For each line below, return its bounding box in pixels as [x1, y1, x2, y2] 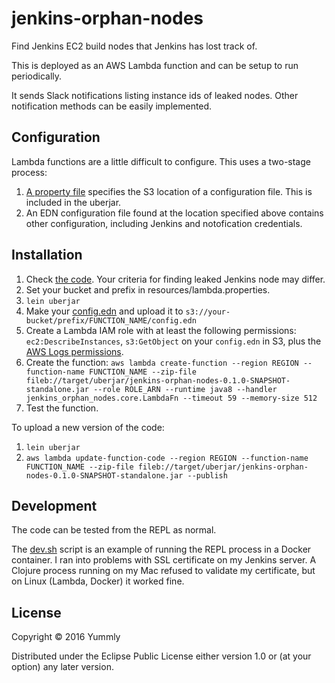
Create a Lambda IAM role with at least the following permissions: [25, 324, 297, 336]
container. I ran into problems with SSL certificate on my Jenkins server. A [11, 554, 317, 566]
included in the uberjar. [25, 196, 122, 208]
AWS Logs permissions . [25, 345, 124, 357]
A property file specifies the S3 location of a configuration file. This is [25, 185, 313, 197]
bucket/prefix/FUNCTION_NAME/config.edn [25, 315, 197, 326]
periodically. [11, 70, 63, 82]
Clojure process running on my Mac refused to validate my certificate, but [11, 565, 316, 577]
